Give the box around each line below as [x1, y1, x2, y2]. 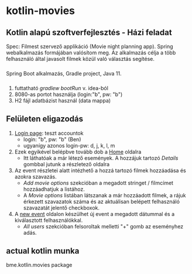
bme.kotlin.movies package [6, 262, 73, 269]
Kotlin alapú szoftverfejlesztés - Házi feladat [6, 28, 172, 37]
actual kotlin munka [6, 246, 80, 256]
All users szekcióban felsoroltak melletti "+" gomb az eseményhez [23, 222, 184, 230]
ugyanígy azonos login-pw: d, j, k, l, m [23, 142, 115, 149]
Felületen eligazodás [6, 114, 84, 124]
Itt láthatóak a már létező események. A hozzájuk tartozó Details [23, 154, 179, 162]
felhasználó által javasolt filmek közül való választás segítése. [6, 56, 155, 62]
